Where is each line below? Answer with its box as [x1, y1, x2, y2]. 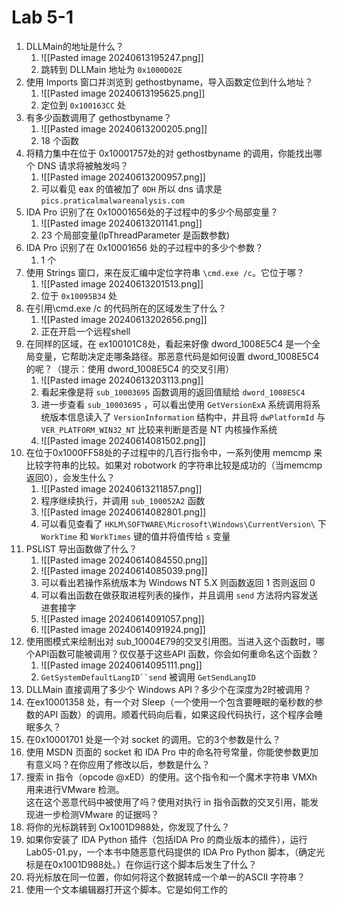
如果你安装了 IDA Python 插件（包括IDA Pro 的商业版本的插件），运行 [25, 833, 308, 845]
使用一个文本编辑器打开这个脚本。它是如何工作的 [25, 883, 228, 895]
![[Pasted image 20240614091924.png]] [40, 623, 206, 635]
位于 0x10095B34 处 [40, 289, 118, 301]
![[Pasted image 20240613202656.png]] [40, 313, 208, 325]
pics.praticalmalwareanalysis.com [40, 196, 185, 206]
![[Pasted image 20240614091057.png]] [40, 612, 205, 625]
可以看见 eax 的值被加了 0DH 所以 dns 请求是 [40, 182, 223, 195]
